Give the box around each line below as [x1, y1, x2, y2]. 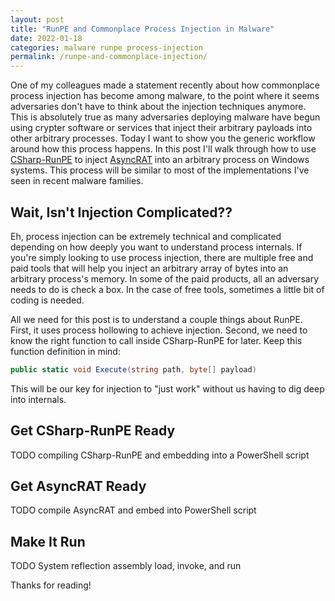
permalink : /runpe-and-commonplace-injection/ [10, 52, 208, 62]
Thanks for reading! [10, 579, 92, 591]
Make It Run [10, 533, 86, 550]
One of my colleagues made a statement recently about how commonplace [10, 79, 320, 91]
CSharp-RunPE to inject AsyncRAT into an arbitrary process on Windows [10, 154, 310, 166]
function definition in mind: [10, 345, 121, 357]
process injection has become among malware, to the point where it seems [10, 90, 320, 102]
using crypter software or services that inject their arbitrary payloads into [10, 122, 313, 134]
